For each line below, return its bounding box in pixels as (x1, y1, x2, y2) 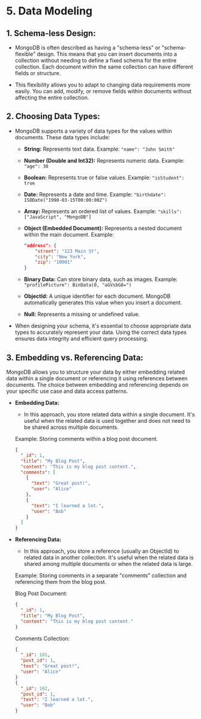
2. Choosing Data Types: (6, 111, 100, 121)
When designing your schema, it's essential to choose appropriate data (14, 323, 191, 330)
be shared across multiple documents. (23, 423, 119, 431)
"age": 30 (23, 163, 49, 169)
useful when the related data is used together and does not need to (23, 417, 191, 424)
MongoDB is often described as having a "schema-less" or (14, 44, 161, 51)
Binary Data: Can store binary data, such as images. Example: (23, 276, 178, 283)
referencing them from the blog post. (14, 578, 107, 586)
